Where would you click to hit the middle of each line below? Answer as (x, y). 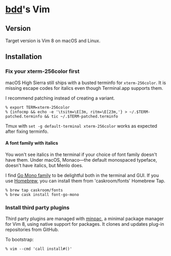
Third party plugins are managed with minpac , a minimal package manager (85, 219)
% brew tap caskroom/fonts (34, 190)
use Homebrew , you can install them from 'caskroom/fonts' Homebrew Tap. (85, 181)
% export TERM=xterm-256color (38, 107)
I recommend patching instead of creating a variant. (60, 98)
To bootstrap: (20, 240)
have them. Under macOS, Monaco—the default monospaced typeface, (81, 160)
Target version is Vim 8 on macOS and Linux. (53, 41)
